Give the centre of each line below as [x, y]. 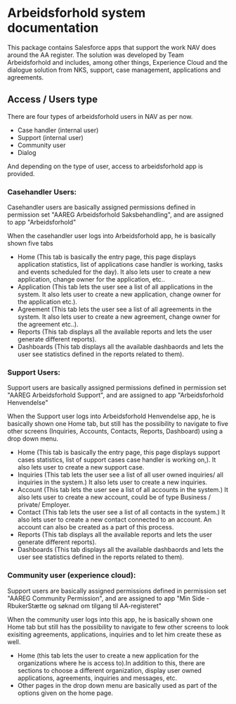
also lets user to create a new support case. [81, 467]
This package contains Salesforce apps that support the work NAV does [112, 47]
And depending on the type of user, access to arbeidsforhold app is [105, 166]
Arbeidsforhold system [77, 13]
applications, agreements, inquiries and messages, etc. [97, 678]
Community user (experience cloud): [72, 575]
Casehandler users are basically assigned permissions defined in [101, 207]
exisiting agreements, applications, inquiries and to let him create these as [114, 634]
